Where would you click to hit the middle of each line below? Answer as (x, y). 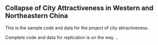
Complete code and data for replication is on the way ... (62, 37)
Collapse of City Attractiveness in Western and (79, 8)
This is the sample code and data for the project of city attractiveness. (77, 28)
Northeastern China (37, 16)
